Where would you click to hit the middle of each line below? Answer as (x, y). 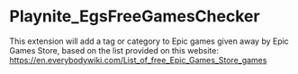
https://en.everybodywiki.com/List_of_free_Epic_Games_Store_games (138, 60)
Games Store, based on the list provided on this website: (114, 50)
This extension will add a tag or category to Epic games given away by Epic (149, 41)
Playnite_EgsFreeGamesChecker (135, 16)
